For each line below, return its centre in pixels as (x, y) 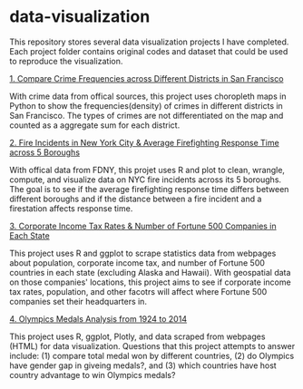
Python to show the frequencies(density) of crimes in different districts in (146, 105)
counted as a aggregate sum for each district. (95, 125)
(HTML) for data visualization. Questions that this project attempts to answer (152, 345)
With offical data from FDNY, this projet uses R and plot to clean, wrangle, (147, 170)
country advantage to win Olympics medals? (93, 374)
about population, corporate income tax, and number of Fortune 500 (137, 263)
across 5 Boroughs (44, 152)
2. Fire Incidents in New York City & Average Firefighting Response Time (144, 142)
